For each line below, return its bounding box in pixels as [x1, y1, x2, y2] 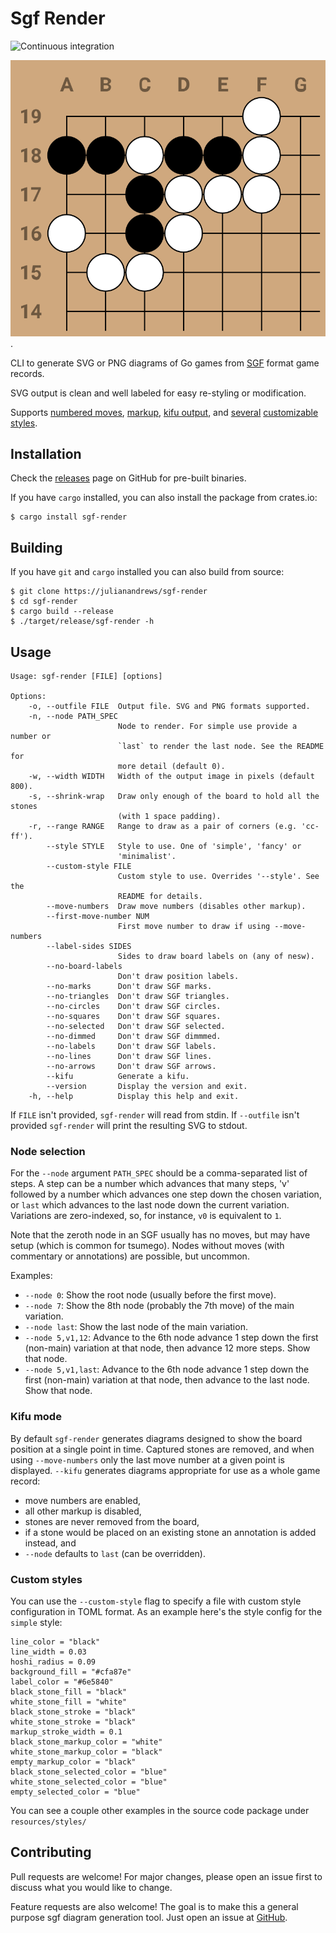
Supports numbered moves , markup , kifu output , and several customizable [10, 406, 319, 418]
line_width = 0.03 [10, 1647, 87, 1657]
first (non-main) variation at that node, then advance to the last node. [24, 1374, 310, 1386]
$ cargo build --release [10, 607, 114, 617]
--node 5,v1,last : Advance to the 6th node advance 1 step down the [24, 1363, 310, 1376]
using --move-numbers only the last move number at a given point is [10, 1453, 285, 1466]
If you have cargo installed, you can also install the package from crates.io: [10, 492, 318, 504]
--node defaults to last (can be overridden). [24, 1547, 206, 1559]
